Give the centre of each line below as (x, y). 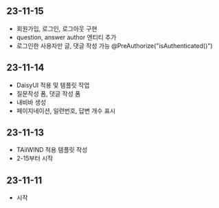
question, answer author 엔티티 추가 (66, 37)
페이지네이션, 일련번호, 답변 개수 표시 (66, 110)
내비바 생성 (31, 102)
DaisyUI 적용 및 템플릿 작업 (53, 85)
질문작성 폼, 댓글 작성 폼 (48, 93)
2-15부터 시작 (35, 158)
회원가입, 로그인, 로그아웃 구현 (57, 28)
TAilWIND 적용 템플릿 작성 (52, 150)
